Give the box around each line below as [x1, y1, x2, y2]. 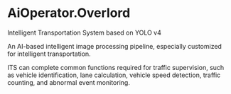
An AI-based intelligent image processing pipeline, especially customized [7, 42, 222, 50]
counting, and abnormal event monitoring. [7, 78, 130, 86]
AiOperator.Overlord [7, 5, 131, 21]
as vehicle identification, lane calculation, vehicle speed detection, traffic [7, 71, 221, 79]
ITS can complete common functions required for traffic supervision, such [7, 63, 225, 71]
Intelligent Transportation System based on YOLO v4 [7, 28, 162, 37]
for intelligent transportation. [7, 49, 91, 58]
